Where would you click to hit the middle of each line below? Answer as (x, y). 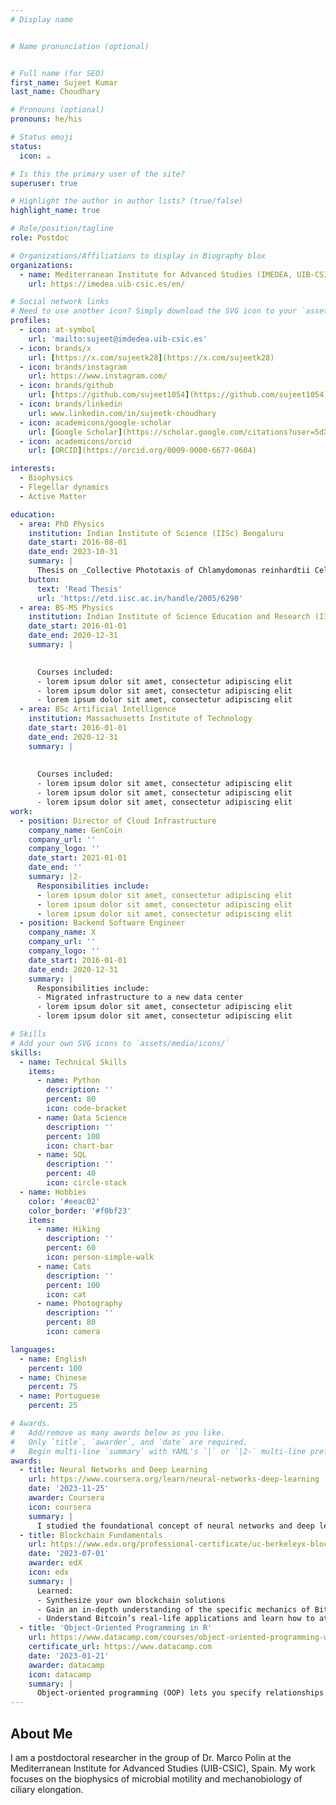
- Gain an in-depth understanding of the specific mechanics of (173, 1609)
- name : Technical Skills (73, 1062)
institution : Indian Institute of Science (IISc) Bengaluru (156, 533)
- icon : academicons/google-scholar (95, 422)
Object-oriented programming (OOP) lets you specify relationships (180, 1693)
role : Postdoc (40, 238)
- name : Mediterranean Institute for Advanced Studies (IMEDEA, (156, 274)
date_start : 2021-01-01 (78, 858)
